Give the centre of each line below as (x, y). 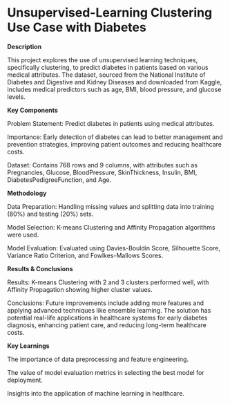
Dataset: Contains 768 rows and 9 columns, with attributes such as (103, 165)
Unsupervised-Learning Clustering (110, 13)
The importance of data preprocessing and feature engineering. (98, 359)
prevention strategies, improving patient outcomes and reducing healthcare (115, 144)
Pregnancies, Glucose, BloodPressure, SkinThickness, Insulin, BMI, (102, 172)
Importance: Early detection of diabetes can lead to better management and (115, 137)
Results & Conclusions (40, 268)
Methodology (27, 193)
